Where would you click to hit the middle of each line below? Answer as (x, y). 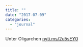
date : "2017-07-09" (26, 15)
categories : (18, 19)
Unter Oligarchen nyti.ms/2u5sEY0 (42, 39)
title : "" (16, 10)
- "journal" (23, 24)
